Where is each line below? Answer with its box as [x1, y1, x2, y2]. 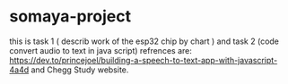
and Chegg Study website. [31, 64, 129, 75]
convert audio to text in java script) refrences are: [9, 45, 193, 55]
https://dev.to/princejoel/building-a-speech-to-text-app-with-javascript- [9, 55, 278, 65]
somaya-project [9, 6, 132, 27]
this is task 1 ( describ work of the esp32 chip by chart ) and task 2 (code [9, 36, 280, 46]
